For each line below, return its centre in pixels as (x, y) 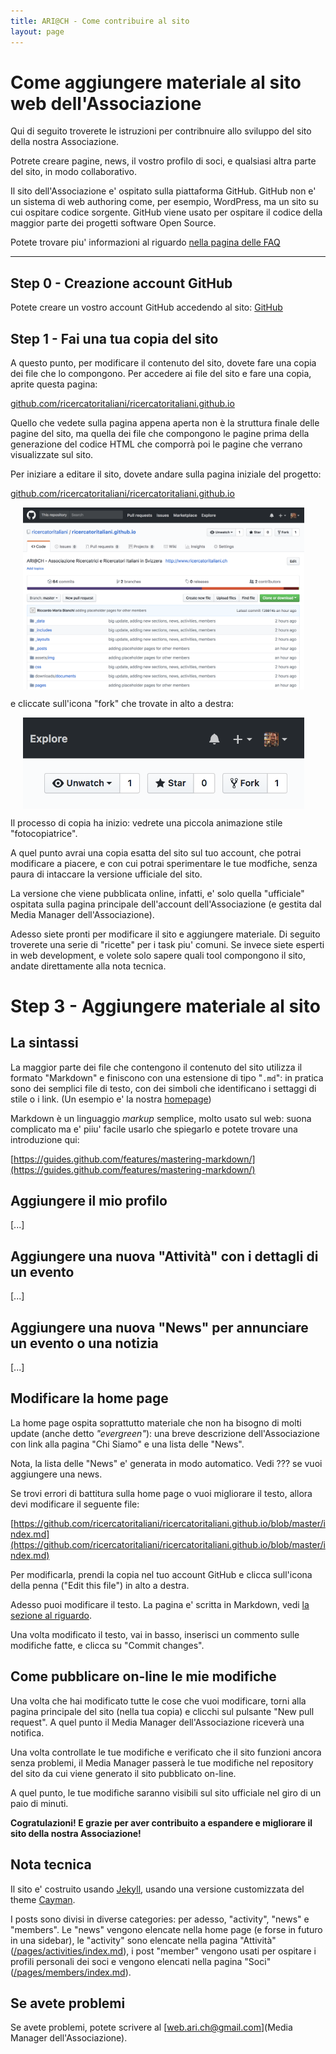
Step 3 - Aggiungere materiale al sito (165, 1006)
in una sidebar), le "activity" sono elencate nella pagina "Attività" (143, 1940)
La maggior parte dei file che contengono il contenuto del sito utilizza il (156, 1067)
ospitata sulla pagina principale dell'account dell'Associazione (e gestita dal (166, 904)
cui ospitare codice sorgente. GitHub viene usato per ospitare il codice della (166, 212)
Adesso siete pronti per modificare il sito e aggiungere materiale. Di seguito (165, 934)
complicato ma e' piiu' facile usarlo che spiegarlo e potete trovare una (154, 1129)
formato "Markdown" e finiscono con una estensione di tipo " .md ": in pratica (167, 1077)
